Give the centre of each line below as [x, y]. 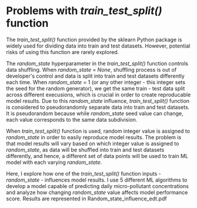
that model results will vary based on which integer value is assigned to [93, 143]
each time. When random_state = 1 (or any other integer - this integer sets [96, 82]
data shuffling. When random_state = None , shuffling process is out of [91, 69]
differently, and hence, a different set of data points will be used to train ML [97, 156]
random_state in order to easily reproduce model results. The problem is [94, 137]
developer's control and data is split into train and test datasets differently [96, 76]
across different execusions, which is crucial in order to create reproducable [98, 95]
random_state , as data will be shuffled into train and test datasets [85, 150]
